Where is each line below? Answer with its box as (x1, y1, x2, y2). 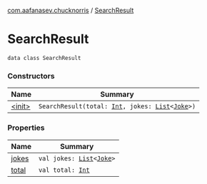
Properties (7, 123, 45, 133)
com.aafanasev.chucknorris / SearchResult (7, 6, 134, 14)
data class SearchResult (7, 54, 81, 61)
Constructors (7, 71, 55, 81)
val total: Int (38, 165, 91, 174)
